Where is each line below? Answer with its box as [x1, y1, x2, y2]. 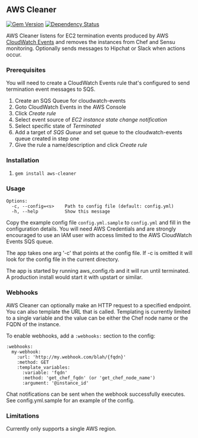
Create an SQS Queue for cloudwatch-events [14, 97, 126, 105]
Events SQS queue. [6, 238, 54, 245]
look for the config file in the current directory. [6, 256, 120, 263]
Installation [6, 156, 40, 165]
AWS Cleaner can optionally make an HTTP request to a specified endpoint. [6, 302, 192, 308]
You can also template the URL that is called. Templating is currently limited [6, 308, 191, 315]
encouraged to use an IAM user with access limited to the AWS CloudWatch [6, 231, 192, 238]
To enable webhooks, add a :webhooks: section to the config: [6, 332, 156, 339]
